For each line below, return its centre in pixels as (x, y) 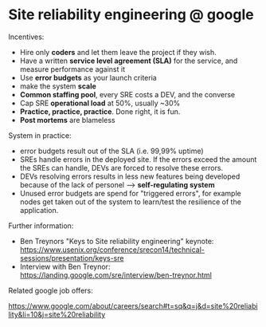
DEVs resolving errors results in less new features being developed (130, 176)
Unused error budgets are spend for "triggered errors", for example (130, 193)
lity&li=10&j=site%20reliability (57, 314)
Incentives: (26, 37)
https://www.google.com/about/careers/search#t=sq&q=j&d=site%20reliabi (133, 305)
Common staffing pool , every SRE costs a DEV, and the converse (127, 94)
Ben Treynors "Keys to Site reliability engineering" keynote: (117, 241)
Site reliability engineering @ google (131, 15)
